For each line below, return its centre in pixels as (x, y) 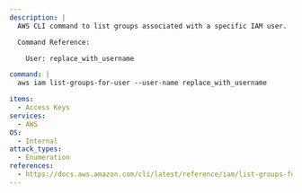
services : (28, 116)
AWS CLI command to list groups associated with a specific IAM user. (152, 26)
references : (31, 166)
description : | (38, 18)
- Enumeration (44, 158)
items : (22, 100)
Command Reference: (54, 42)
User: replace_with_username (80, 58)
